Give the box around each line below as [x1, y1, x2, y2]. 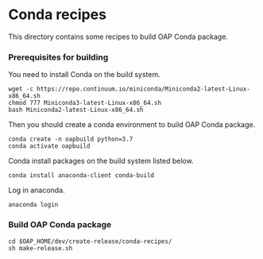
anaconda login [8, 201, 59, 209]
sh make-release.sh [8, 244, 73, 252]
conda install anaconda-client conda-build [8, 172, 155, 180]
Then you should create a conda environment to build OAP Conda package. [8, 120, 256, 129]
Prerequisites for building [8, 52, 109, 63]
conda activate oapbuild [8, 142, 91, 150]
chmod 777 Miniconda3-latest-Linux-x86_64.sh [8, 99, 161, 107]
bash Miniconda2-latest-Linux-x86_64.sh [8, 106, 145, 114]
